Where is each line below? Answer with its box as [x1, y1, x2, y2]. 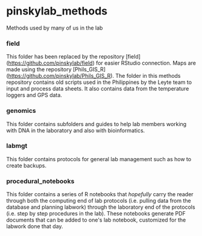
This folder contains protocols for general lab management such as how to [6, 155, 192, 162]
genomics [6, 107, 36, 115]
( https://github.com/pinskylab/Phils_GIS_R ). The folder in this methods [6, 72, 181, 80]
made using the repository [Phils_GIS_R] [6, 66, 106, 73]
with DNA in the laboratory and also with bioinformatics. [6, 127, 145, 134]
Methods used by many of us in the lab [6, 24, 103, 31]
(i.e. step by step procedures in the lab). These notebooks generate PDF [6, 210, 186, 217]
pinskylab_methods [6, 4, 107, 18]
